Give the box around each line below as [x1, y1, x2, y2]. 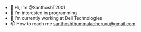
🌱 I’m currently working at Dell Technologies [10, 15, 103, 21]
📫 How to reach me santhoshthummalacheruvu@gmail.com [10, 21, 136, 27]
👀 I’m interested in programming [10, 10, 77, 16]
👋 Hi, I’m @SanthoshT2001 [10, 5, 66, 10]
